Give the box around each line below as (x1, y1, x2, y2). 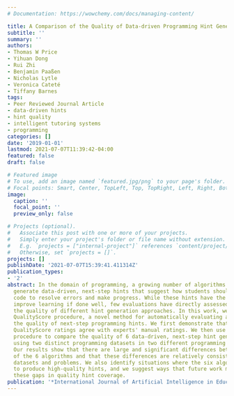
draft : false (7, 159, 45, 166)
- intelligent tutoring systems (7, 120, 101, 127)
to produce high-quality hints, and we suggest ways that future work (13, 365, 223, 373)
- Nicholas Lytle (7, 75, 58, 82)
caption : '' (13, 197, 49, 204)
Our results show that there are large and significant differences (13, 346, 217, 353)
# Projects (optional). (7, 223, 77, 230)
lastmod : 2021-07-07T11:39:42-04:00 (7, 146, 114, 153)
